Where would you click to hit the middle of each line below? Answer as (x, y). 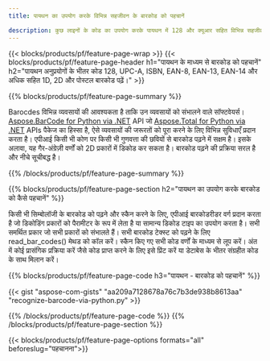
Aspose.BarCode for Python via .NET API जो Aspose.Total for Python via (127, 121)
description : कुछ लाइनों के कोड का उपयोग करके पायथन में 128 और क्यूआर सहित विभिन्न (126, 30)
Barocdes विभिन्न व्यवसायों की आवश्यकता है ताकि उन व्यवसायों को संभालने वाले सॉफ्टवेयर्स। (127, 112)
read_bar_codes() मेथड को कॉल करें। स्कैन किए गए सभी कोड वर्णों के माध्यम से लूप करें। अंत (133, 241)
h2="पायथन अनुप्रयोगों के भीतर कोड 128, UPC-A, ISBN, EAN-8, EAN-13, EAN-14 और (133, 71)
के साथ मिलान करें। (34, 259)
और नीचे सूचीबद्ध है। (35, 157)
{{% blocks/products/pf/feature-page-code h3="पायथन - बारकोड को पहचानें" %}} (135, 276)
